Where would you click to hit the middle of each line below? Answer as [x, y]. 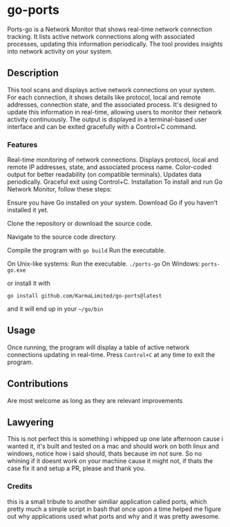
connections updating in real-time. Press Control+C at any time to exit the [111, 354]
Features [22, 144]
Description [33, 73]
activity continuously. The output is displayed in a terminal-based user [107, 119]
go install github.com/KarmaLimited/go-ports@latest [85, 296]
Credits [20, 486]
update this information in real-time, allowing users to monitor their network [115, 112]
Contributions [38, 384]
